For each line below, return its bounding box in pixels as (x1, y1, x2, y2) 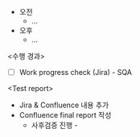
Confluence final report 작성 (19, 110, 112, 120)
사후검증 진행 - (31, 120, 78, 131)
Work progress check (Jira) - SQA (19, 68, 132, 77)
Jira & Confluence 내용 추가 (19, 100, 109, 110)
